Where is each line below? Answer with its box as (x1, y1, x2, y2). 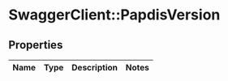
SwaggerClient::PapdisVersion (8, 6, 221, 24)
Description (71, 62, 118, 73)
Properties (8, 38, 63, 52)
